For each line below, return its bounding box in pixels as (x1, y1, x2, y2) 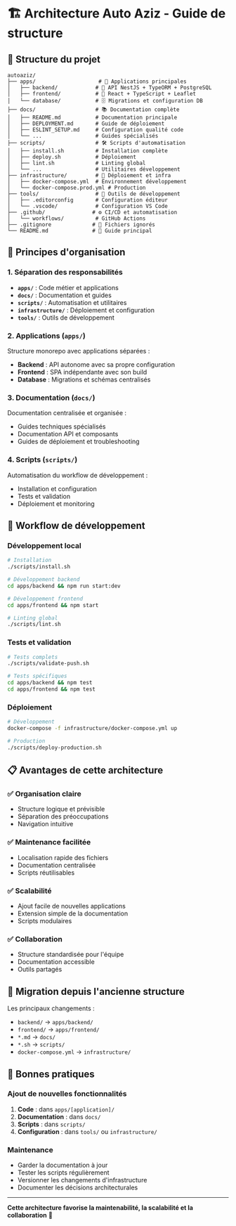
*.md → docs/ (17, 1033, 56, 1041)
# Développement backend (7, 576, 80, 583)
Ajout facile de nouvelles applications (17, 902, 126, 911)
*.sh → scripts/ (17, 1041, 65, 1049)
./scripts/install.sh (7, 563, 71, 570)
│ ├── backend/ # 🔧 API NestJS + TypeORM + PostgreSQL (7, 84, 212, 91)
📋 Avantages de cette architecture (7, 764, 164, 776)
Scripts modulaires (17, 917, 72, 925)
